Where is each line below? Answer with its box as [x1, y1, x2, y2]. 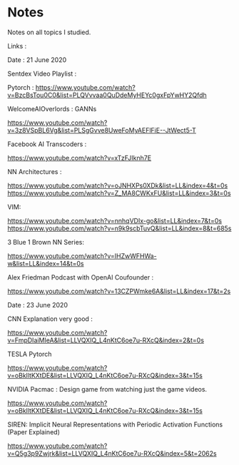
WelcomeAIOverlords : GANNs [7, 104, 97, 113]
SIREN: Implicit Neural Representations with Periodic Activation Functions [7, 420, 223, 429]
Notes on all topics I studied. [7, 28, 91, 36]
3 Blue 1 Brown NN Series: [7, 237, 84, 246]
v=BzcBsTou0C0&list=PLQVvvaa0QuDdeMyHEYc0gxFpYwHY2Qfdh [7, 91, 207, 99]
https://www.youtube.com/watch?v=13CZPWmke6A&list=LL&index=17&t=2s [7, 287, 231, 295]
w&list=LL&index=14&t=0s [7, 259, 84, 267]
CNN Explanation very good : [7, 315, 93, 323]
